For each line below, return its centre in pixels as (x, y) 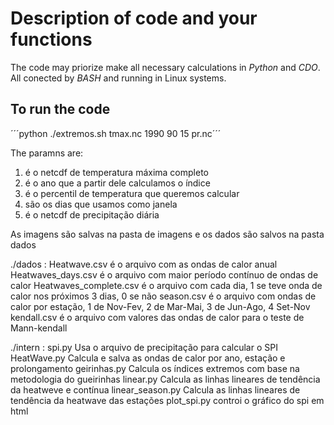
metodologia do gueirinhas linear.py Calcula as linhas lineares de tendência (165, 379)
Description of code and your (134, 18)
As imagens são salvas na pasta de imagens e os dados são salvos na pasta (167, 234)
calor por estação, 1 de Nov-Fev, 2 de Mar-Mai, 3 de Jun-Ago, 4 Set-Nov (160, 306)
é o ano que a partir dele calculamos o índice (117, 183)
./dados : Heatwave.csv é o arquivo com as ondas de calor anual (144, 264)
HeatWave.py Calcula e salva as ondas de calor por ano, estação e (148, 358)
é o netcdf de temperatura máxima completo (116, 172)
